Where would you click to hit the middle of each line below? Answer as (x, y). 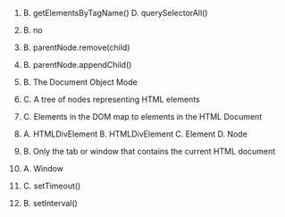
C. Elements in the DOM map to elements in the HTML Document (142, 117)
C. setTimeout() (52, 186)
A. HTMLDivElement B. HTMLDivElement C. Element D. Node (135, 134)
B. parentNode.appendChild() (77, 65)
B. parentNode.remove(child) (76, 47)
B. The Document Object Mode (80, 82)
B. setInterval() (50, 203)
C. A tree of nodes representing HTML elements (111, 99)
